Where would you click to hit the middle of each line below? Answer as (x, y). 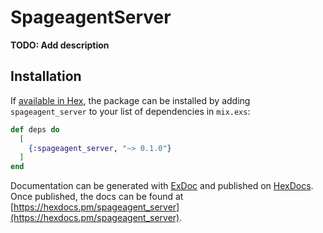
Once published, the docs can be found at (97, 197)
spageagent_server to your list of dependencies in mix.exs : (130, 111)
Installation (46, 76)
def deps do (35, 129)
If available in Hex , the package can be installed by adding (130, 100)
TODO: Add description (60, 45)
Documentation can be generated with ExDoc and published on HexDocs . (162, 186)
